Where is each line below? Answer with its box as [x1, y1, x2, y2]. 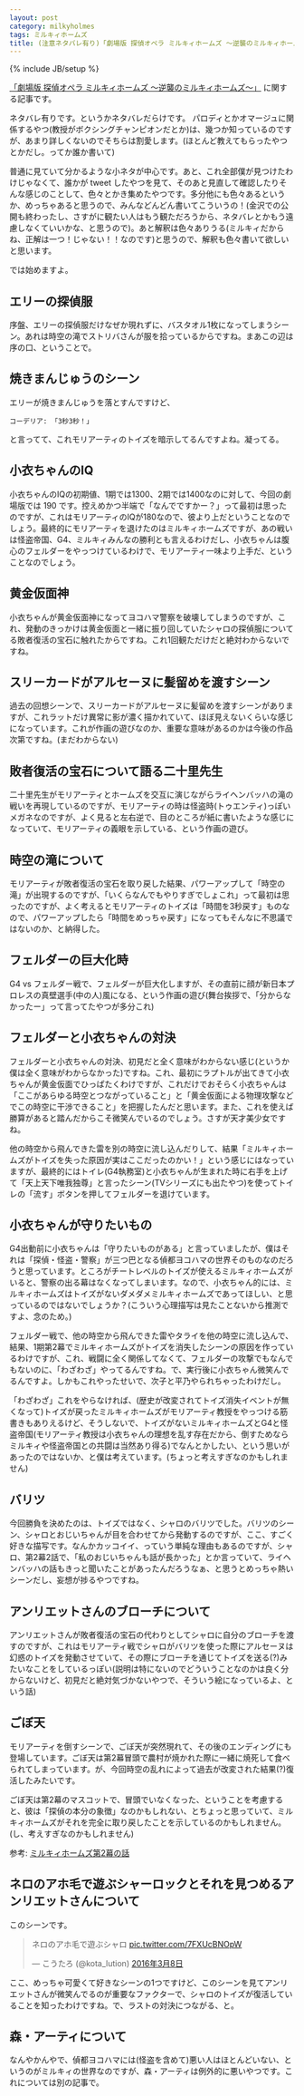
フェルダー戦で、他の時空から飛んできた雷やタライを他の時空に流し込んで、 [9, 1330, 294, 1342]
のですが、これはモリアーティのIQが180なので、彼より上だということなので [9, 511, 291, 522]
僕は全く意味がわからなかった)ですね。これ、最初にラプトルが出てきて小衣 [9, 1067, 290, 1078]
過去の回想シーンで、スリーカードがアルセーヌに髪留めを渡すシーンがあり [9, 700, 286, 712]
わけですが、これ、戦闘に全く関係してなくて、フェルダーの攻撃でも [16, 1353, 271, 1364]
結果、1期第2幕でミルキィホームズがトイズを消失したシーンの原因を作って [9, 1342, 286, 1353]
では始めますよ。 [9, 265, 73, 276]
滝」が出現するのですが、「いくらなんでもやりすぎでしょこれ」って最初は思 [9, 889, 290, 900]
